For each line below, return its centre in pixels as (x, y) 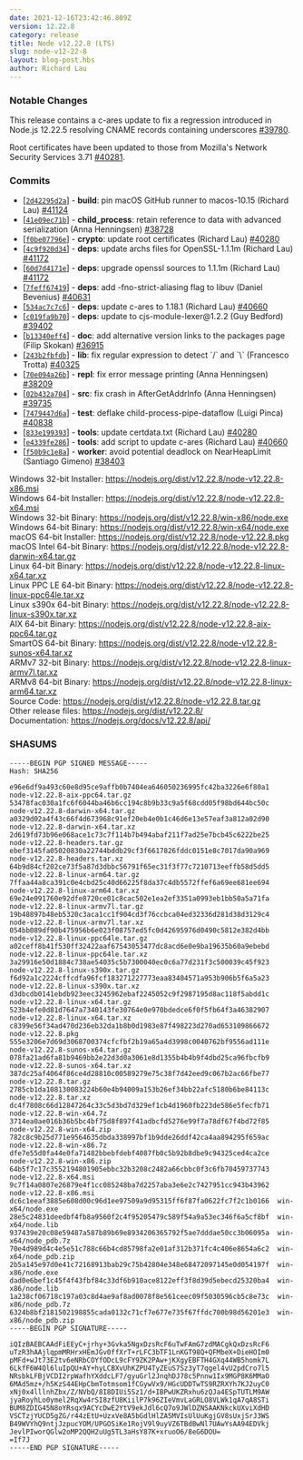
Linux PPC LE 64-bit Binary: (61, 585)
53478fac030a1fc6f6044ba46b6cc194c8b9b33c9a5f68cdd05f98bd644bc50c (140, 803)
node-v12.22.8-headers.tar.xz (67, 859)
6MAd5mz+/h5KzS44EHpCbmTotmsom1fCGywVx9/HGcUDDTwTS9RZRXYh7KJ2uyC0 (140, 1384)
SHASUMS (33, 744)
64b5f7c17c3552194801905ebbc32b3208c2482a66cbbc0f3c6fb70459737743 (140, 1169)
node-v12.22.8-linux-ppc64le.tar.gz (78, 938)
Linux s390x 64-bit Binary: (59, 605)
